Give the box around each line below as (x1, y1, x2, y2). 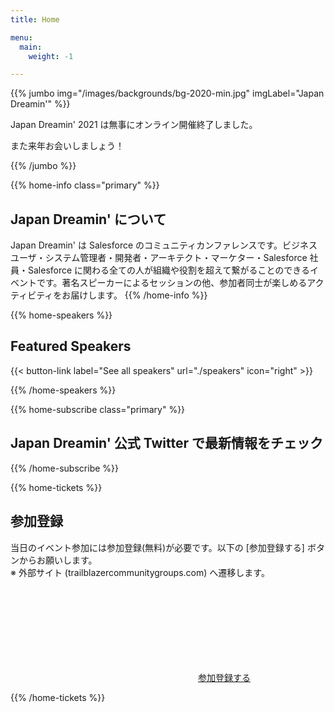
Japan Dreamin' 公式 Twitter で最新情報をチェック (10, 435, 324, 452)
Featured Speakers (10, 338, 132, 355)
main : (19, 42, 43, 52)
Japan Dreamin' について (10, 211, 167, 228)
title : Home (10, 14, 60, 25)
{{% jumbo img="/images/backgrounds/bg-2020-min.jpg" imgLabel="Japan (10, 87, 325, 100)
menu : (10, 32, 33, 43)
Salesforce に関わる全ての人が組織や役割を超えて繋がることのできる (27, 264, 310, 276)
